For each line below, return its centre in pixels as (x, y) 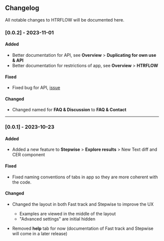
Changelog (22, 8)
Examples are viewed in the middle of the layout (68, 214)
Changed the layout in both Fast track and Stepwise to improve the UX (83, 204)
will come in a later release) (40, 233)
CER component (29, 155)
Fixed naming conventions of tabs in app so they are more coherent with (85, 177)
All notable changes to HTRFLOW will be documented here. (65, 20)
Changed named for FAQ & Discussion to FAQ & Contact (69, 110)
